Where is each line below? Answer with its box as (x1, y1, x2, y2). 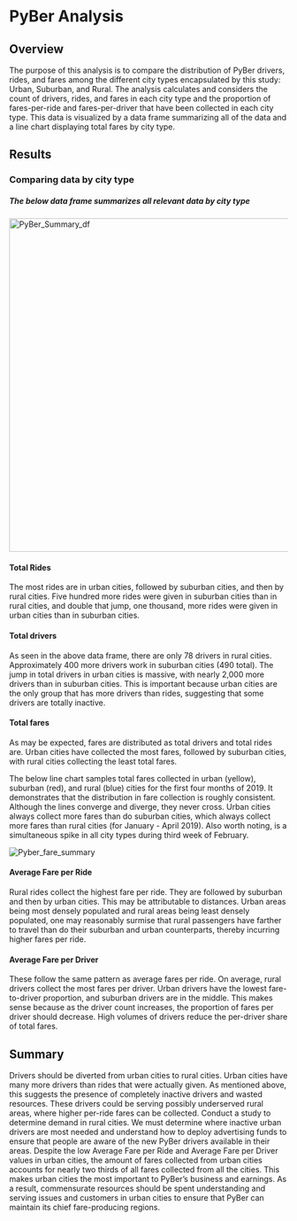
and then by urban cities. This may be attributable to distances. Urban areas (9, 897, 286, 907)
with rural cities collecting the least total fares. (9, 756, 178, 766)
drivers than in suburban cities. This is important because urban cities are (9, 678, 278, 688)
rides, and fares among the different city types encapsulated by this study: (9, 74, 281, 85)
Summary (9, 1046, 65, 1062)
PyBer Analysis (9, 6, 124, 27)
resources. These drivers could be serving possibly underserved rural (9, 1099, 263, 1109)
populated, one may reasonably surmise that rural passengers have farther (9, 915, 282, 926)
